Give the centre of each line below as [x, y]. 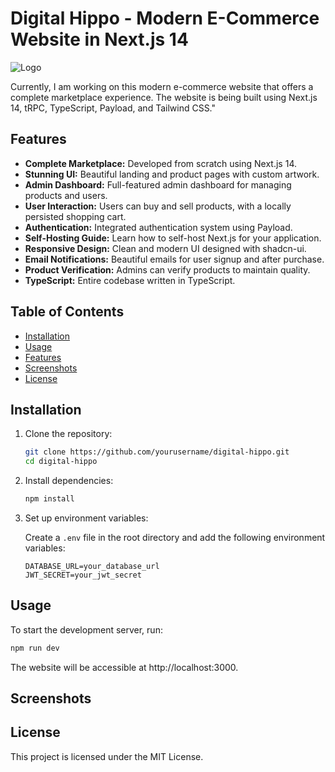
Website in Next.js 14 [99, 39]
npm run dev [35, 648]
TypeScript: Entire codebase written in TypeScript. [130, 280]
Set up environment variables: [86, 518]
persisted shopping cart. [75, 216]
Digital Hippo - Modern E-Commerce [165, 18]
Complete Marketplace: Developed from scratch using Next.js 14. [160, 163]
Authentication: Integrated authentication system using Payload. [158, 227]
